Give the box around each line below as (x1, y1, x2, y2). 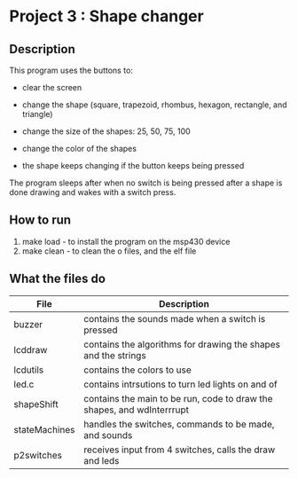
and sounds (83, 428, 133, 441)
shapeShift (13, 397, 59, 410)
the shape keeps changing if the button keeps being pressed (21, 161, 245, 170)
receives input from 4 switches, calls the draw (83, 443, 276, 456)
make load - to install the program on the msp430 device (21, 236, 231, 247)
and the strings (83, 349, 146, 361)
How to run (9, 213, 72, 228)
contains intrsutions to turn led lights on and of (83, 378, 278, 390)
